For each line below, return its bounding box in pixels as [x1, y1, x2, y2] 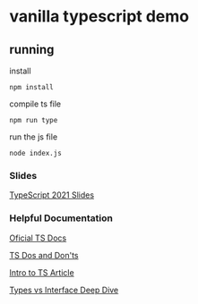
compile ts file [9, 98, 62, 109]
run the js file [9, 131, 58, 142]
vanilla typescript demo [9, 6, 190, 27]
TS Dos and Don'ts [9, 249, 79, 260]
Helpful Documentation [9, 212, 114, 224]
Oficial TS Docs [9, 232, 67, 243]
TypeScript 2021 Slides [9, 190, 95, 200]
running [9, 42, 55, 57]
